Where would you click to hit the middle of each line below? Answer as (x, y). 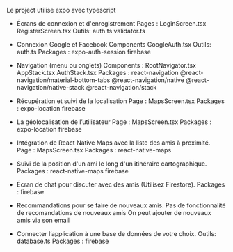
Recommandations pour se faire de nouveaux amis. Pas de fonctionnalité (121, 205)
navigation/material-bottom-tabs (63, 80)
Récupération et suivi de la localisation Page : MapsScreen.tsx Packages (121, 101)
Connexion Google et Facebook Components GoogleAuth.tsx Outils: (114, 44)
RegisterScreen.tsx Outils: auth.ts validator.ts (81, 31)
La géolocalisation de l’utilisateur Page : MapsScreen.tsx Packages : (114, 122)
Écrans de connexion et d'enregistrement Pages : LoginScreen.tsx (111, 23)
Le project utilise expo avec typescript (61, 10)
